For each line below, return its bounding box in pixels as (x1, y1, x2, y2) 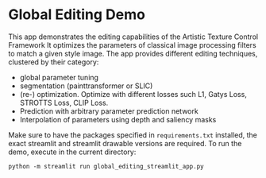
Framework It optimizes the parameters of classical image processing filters (8, 40, 256, 49)
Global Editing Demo (8, 6, 145, 24)
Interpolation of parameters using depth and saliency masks (19, 114, 217, 124)
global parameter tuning (19, 72, 99, 82)
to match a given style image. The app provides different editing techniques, (8, 48, 258, 58)
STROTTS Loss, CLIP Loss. (19, 98, 109, 107)
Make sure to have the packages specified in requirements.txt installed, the (8, 130, 258, 140)
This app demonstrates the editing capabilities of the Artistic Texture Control (8, 32, 259, 41)
